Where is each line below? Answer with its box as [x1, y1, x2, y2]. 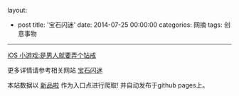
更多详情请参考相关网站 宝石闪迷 [7, 66, 103, 74]
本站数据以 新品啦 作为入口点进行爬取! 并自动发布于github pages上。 [7, 81, 209, 89]
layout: [7, 6, 27, 14]
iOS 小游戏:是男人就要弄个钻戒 [7, 51, 97, 59]
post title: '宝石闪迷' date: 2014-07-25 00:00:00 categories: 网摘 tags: [17, 20, 223, 29]
